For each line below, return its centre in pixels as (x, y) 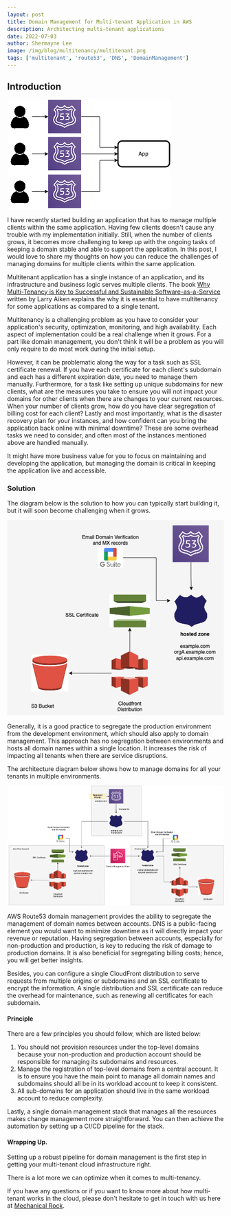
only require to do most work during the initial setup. (81, 349)
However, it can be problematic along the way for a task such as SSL (104, 362)
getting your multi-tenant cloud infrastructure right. (79, 1164)
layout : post (26, 14)
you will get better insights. (45, 960)
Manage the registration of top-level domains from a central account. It (118, 1069)
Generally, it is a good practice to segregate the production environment (109, 726)
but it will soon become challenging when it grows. (79, 510)
